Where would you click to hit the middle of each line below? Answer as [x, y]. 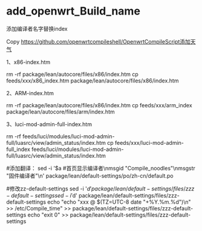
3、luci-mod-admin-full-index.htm [49, 124]
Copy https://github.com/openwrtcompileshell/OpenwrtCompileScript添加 [98, 41]
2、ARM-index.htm [30, 93]
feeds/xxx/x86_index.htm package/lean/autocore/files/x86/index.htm [93, 81]
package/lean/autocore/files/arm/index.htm [60, 112]
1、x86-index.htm [28, 62]
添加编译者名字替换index [37, 28]
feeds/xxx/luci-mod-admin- [149, 142]
